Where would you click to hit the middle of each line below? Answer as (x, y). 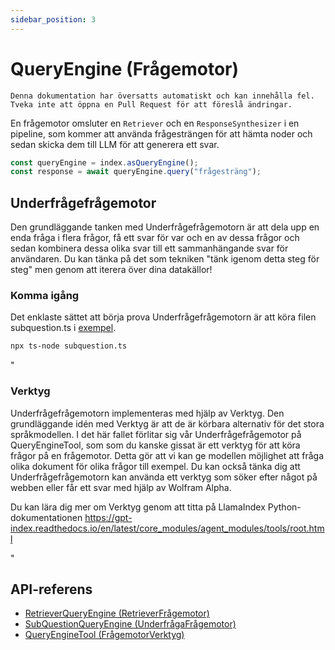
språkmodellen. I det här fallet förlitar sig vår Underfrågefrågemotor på (156, 434)
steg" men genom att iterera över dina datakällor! (111, 270)
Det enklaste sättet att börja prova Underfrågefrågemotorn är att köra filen (163, 317)
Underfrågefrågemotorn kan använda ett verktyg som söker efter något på (164, 477)
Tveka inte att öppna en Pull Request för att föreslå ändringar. (151, 104)
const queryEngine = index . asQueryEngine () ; (104, 162)
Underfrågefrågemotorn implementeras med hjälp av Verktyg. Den (147, 413)
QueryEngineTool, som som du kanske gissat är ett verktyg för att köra (155, 445)
